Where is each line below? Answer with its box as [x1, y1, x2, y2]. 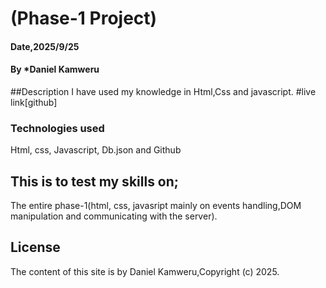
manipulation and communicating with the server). [10, 210, 218, 222]
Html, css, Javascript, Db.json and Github [10, 144, 182, 156]
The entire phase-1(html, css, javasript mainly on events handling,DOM [10, 200, 302, 212]
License [10, 239, 61, 256]
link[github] [10, 96, 58, 108]
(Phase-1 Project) [10, 7, 158, 30]
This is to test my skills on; [10, 173, 180, 190]
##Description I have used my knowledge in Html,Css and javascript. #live [10, 85, 317, 97]
